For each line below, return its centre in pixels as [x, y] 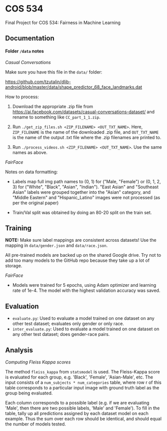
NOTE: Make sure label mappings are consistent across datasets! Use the [81, 240]
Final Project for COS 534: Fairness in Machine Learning [63, 23]
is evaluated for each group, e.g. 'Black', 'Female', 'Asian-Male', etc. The [79, 377]
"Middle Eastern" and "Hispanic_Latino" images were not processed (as [86, 197]
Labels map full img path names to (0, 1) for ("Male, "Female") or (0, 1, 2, [86, 181]
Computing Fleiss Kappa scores [38, 362]
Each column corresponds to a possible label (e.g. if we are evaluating [77, 402]
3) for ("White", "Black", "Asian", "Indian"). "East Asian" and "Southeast [85, 187]
